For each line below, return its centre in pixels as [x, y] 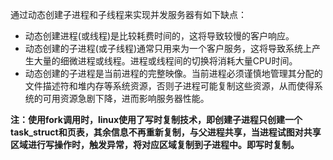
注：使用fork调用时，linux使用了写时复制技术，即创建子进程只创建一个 [156, 119]
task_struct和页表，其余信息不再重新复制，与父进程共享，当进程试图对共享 [166, 132]
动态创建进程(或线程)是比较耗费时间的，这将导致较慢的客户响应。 [159, 36]
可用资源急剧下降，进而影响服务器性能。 [126, 98]
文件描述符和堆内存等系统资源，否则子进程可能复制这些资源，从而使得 [169, 86]
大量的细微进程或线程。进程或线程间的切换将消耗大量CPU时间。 [165, 61]
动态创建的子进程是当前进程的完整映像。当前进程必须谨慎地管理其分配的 [173, 73]
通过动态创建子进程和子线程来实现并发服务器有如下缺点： [128, 14]
